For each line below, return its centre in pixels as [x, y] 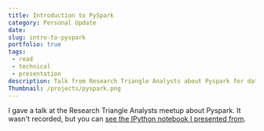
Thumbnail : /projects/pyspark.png [65, 88]
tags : [17, 52]
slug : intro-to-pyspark [47, 37]
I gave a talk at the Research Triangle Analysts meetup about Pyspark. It [125, 111]
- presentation [36, 74]
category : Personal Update [52, 23]
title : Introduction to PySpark [61, 15]
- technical [31, 67]
